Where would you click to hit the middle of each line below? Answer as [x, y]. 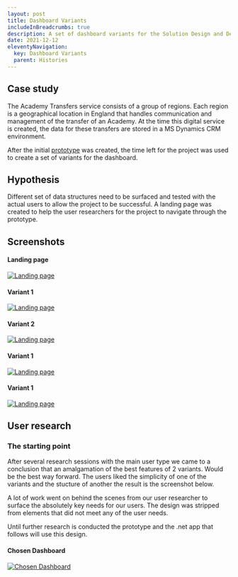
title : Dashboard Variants [47, 21]
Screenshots [36, 242]
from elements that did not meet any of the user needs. [88, 513]
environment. [27, 136]
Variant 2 [21, 324]
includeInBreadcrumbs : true [49, 27]
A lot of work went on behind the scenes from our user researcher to [108, 498]
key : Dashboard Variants [50, 54]
